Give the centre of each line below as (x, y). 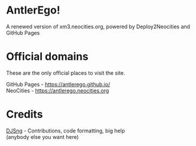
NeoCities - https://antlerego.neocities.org (58, 90)
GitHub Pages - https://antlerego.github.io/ (58, 84)
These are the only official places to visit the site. (66, 73)
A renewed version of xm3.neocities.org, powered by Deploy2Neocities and (98, 26)
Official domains (47, 57)
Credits (24, 115)
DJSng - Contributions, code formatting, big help (66, 131)
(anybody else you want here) (43, 137)
